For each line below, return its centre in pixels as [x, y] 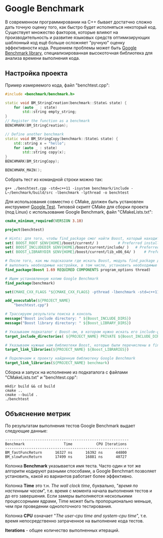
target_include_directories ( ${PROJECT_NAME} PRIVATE [61, 336]
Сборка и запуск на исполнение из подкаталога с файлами [66, 372]
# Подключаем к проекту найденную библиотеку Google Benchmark [70, 359]
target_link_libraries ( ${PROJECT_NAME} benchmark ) [57, 363]
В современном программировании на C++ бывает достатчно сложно [79, 22]
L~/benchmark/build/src [29, 193]
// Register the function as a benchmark [48, 121]
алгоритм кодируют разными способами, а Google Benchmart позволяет [81, 471]
